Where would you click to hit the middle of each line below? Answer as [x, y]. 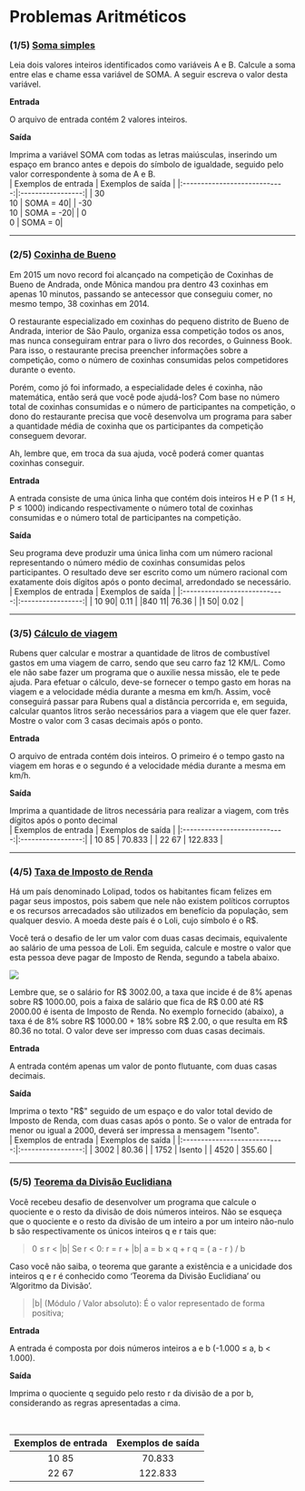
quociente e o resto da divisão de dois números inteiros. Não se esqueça [146, 1212]
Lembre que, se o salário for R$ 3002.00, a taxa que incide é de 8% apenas [151, 992]
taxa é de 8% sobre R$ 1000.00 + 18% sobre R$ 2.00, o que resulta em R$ [149, 1021]
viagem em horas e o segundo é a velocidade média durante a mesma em [148, 766]
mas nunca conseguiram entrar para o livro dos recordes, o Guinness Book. [151, 340]
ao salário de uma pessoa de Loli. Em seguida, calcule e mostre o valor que [151, 948]
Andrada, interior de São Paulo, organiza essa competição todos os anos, [147, 330]
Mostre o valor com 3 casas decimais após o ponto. [106, 721]
